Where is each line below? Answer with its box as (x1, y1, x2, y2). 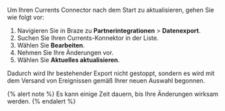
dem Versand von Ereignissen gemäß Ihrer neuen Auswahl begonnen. (7, 77, 205, 85)
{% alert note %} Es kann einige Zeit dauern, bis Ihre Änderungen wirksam (7, 90, 219, 98)
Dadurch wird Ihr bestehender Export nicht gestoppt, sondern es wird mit (7, 69, 215, 77)
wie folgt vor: (7, 13, 45, 21)
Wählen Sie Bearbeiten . (17, 41, 85, 49)
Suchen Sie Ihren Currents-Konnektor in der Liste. (17, 34, 159, 42)
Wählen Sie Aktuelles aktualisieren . (17, 56, 120, 64)
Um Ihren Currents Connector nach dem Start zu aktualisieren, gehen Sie (7, 6, 215, 14)
